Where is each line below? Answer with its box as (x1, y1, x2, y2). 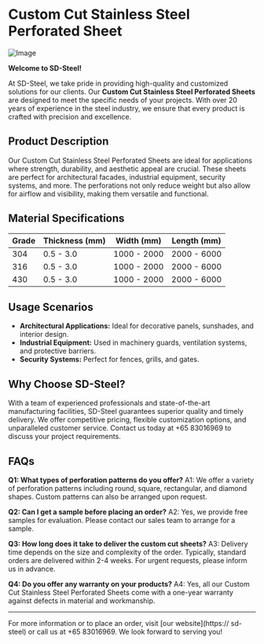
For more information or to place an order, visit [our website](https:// (8, 619, 229, 628)
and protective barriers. (19, 346, 97, 356)
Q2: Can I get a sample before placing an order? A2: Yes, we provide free (8, 507, 248, 516)
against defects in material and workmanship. (8, 596, 156, 606)
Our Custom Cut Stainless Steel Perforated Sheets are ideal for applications (8, 156, 253, 165)
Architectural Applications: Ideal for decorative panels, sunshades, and (19, 321, 254, 331)
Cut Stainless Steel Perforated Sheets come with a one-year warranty (8, 587, 234, 597)
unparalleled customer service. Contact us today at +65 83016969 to (8, 423, 232, 433)
